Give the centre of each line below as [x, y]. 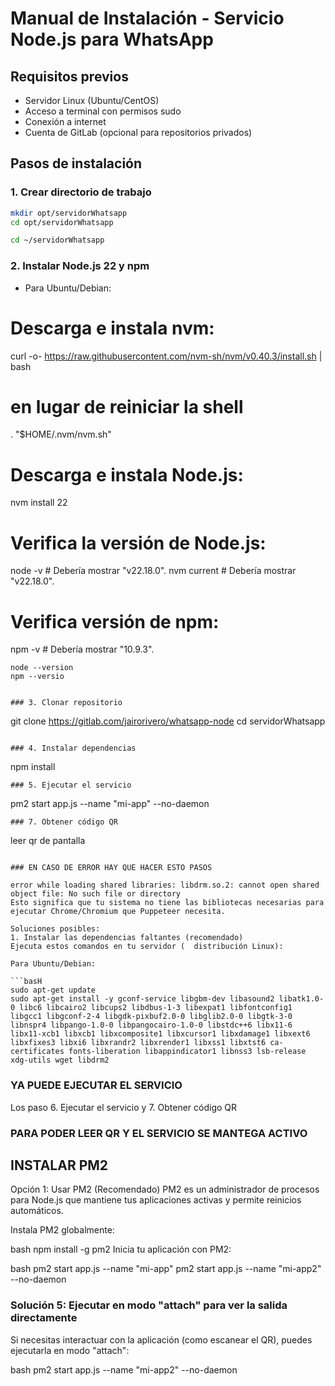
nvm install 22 [39, 503]
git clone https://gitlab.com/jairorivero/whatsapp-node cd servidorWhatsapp [168, 721]
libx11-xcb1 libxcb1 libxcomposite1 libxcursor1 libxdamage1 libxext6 [160, 1034]
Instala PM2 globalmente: [62, 1230]
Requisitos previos [69, 76]
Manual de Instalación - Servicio [147, 18]
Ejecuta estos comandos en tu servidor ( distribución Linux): [147, 947]
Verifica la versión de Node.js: [138, 543]
